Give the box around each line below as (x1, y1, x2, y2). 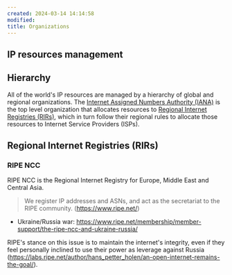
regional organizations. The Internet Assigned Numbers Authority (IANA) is (7, 97, 220, 106)
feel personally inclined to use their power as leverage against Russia (7, 246, 205, 254)
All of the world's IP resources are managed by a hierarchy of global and (7, 91, 214, 99)
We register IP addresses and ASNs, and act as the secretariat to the (24, 197, 220, 205)
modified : (7, 17, 36, 23)
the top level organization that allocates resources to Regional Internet (7, 105, 208, 113)
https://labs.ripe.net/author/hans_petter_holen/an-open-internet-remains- (9, 253, 220, 261)
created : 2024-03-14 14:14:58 (7, 10, 95, 17)
